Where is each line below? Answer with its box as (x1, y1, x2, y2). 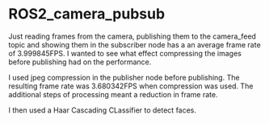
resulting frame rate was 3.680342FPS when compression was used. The (8, 81, 254, 91)
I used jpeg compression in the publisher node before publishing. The (8, 72, 240, 82)
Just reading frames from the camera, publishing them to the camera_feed (8, 31, 257, 41)
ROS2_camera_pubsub (8, 5, 166, 23)
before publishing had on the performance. (8, 57, 152, 67)
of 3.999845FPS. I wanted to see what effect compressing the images (8, 48, 242, 58)
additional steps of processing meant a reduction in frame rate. (8, 89, 218, 99)
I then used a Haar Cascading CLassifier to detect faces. (8, 105, 196, 115)
